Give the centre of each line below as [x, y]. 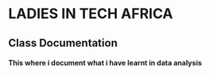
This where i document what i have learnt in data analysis [105, 63]
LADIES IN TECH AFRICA [91, 14]
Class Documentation [63, 43]
